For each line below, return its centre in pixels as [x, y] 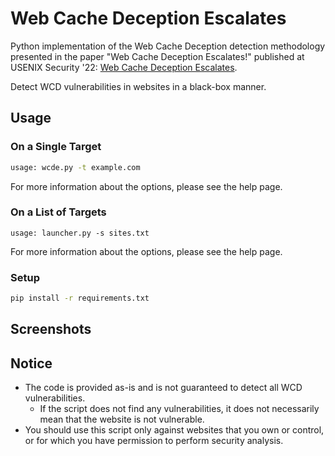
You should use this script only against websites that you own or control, [174, 430]
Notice [31, 363]
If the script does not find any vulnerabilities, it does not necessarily [179, 409]
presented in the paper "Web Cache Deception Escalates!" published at [157, 56]
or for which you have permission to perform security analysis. [154, 441]
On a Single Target [56, 147]
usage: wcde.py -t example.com [75, 167]
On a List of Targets [58, 212]
